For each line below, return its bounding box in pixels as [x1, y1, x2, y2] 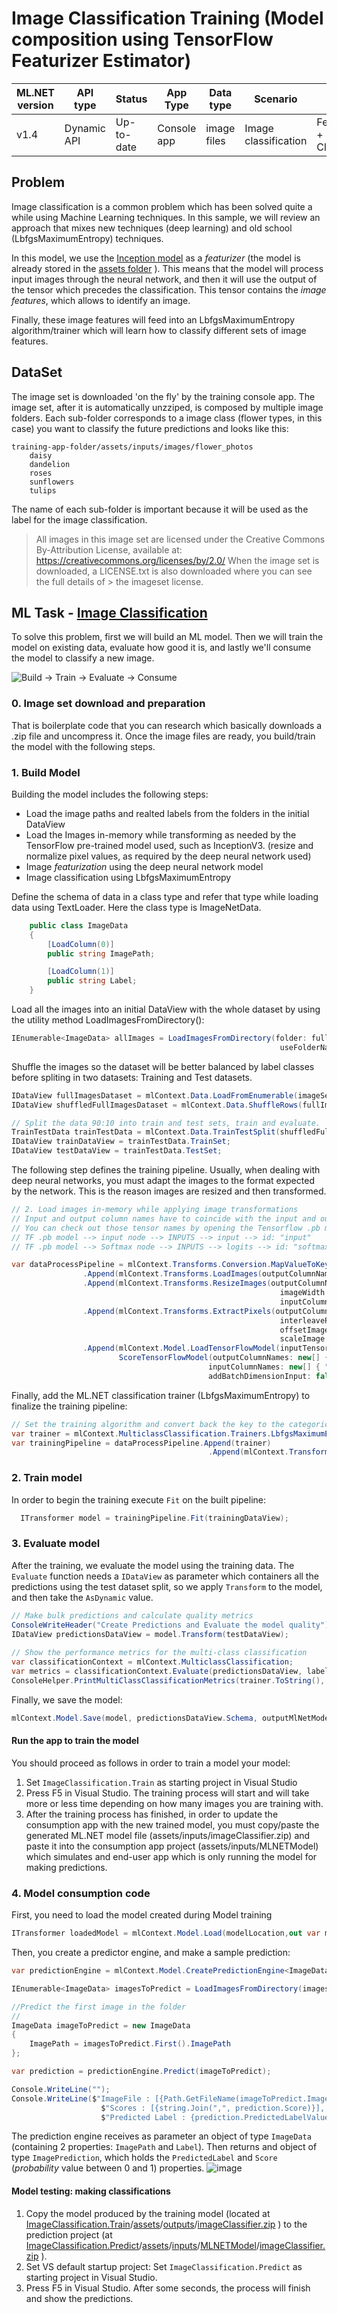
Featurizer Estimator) [11, 50, 192, 72]
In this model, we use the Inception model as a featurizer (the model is [11, 252, 301, 264]
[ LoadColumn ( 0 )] [47, 939, 115, 949]
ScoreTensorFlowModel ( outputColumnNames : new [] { [118, 1353, 330, 1363]
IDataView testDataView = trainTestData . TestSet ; [11, 1146, 223, 1156]
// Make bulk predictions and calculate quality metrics [11, 1610, 254, 1621]
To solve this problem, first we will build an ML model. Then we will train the [11, 631, 324, 643]
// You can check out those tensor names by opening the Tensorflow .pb [11, 1223, 321, 1233]
